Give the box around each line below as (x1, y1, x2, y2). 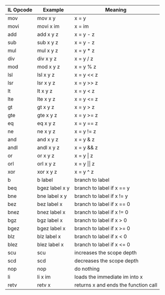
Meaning (105, 6, 127, 13)
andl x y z (37, 144, 60, 151)
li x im (37, 274, 51, 280)
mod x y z (37, 63, 60, 70)
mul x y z (37, 47, 58, 54)
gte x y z (37, 112, 57, 118)
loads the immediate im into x (74, 274, 143, 280)
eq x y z (37, 120, 56, 126)
